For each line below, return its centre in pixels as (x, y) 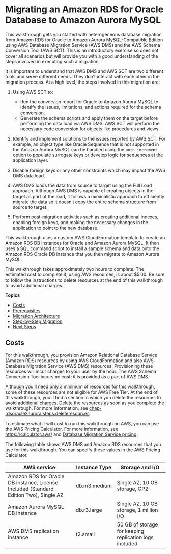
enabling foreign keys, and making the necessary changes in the (80, 222)
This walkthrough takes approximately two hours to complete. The (75, 269)
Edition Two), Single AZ (36, 495)
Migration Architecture (36, 316)
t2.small (85, 534)
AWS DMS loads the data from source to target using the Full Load (82, 185)
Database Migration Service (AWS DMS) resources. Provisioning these (79, 366)
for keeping (131, 531)
